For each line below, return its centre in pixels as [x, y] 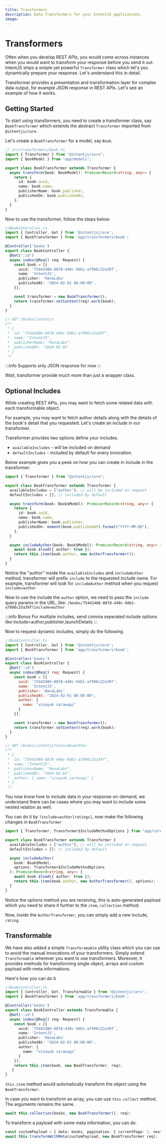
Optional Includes [33, 391]
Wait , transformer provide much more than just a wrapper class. [70, 375]
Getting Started [29, 109]
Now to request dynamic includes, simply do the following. [65, 631]
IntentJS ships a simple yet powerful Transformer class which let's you [77, 68]
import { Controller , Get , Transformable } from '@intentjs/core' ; [76, 992]
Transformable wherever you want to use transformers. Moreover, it [74, 958]
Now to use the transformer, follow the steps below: [58, 219]
